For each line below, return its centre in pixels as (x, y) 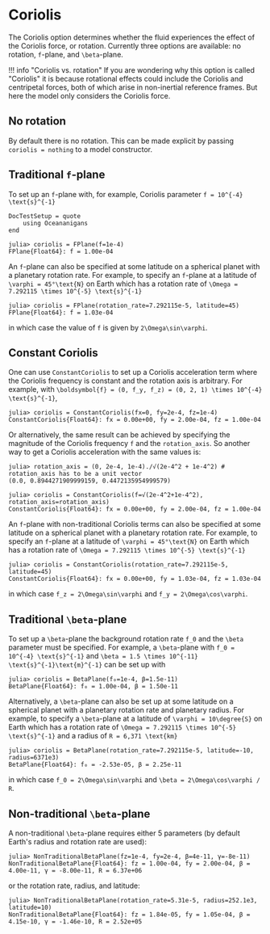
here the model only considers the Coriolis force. (89, 95)
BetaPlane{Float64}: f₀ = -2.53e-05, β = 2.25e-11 (95, 765)
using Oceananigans (56, 223)
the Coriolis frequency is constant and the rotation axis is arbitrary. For (126, 381)
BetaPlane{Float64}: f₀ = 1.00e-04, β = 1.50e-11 (93, 687)
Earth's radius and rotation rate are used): (78, 841)
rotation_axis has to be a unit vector (75, 474)
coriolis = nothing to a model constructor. (81, 149)
